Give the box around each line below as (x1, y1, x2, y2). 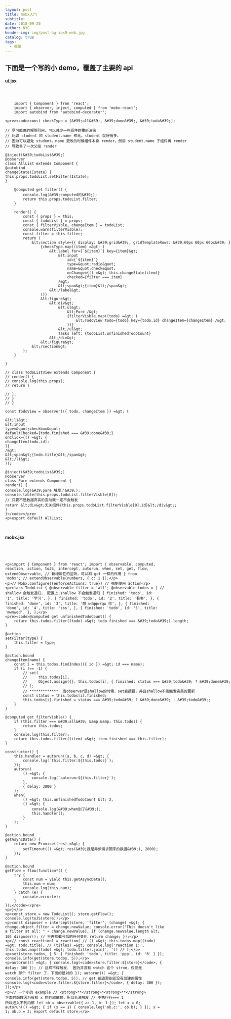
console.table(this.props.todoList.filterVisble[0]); (5, 492, 118, 498)
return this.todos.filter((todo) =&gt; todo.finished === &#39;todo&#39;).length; (14, 618, 189, 624)
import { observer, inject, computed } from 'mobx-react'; (14, 105, 138, 110)
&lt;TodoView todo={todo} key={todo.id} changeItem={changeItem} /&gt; (76, 318, 226, 323)
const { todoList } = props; (23, 218, 83, 223)
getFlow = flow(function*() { (5, 868, 68, 873)
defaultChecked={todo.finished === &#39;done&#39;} (5, 431, 114, 436)
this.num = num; (23, 881, 56, 886)
